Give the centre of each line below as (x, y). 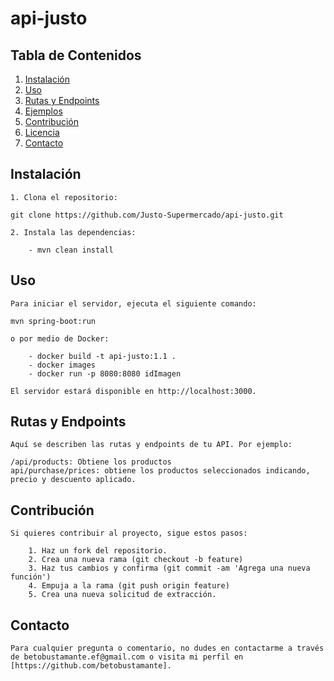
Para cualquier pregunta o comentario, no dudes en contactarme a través (167, 648)
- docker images (62, 365)
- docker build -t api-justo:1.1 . (102, 356)
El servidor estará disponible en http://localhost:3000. (133, 391)
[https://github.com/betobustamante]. (91, 666)
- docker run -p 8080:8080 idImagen (105, 373)
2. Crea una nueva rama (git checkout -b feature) (136, 560)
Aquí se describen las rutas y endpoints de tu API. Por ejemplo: (151, 445)
